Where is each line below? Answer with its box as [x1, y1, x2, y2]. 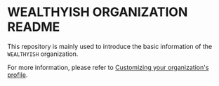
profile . [7, 71, 28, 79]
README [7, 19, 60, 35]
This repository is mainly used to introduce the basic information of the [7, 42, 213, 50]
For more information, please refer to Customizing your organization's [7, 63, 209, 71]
